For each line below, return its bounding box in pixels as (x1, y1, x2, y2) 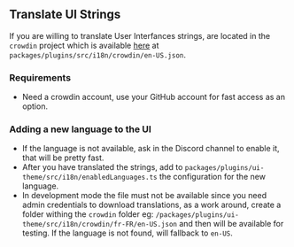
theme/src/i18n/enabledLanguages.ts (21, 173, 158, 182)
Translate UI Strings (9, 7, 121, 22)
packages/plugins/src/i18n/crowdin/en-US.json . (9, 49, 187, 60)
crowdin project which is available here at (9, 40, 159, 50)
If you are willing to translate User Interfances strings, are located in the (9, 30, 271, 41)
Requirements (9, 71, 72, 83)
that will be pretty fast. (21, 152, 104, 163)
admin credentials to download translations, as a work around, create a (21, 199, 282, 211)
